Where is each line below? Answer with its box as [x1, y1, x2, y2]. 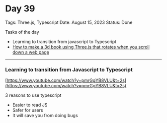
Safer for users [12, 107, 43, 113]
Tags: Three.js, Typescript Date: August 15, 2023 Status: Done [5, 19, 133, 25]
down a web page [12, 49, 50, 55]
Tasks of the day [5, 29, 39, 35]
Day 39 [5, 3, 35, 14]
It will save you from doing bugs [12, 113, 78, 119]
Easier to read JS [12, 102, 48, 108]
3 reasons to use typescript [5, 92, 62, 98]
